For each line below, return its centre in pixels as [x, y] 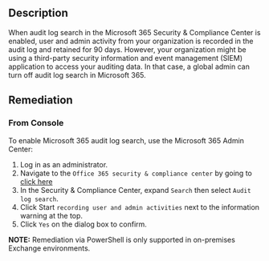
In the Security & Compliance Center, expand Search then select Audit [135, 190]
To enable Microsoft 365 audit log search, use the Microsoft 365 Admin [126, 140]
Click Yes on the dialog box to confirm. [83, 224]
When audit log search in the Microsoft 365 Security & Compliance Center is [134, 32]
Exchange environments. [49, 248]
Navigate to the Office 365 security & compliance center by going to [136, 173]
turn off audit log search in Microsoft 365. [77, 74]
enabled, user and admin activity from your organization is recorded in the [131, 41]
